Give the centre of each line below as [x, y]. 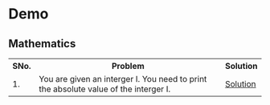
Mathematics [42, 44]
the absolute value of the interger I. [105, 89]
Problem [128, 66]
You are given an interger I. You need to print [123, 79]
